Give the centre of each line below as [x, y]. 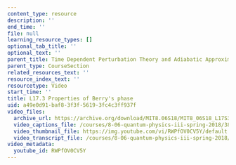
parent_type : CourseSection [48, 66]
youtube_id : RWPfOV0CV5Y [50, 151]
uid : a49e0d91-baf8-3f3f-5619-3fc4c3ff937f [72, 105]
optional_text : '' [34, 53]
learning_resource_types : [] [50, 40]
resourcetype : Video [38, 86]
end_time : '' [26, 27]
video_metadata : [31, 145]
